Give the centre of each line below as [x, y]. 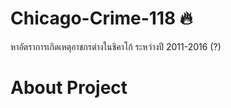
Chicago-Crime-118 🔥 [101, 18]
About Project [69, 88]
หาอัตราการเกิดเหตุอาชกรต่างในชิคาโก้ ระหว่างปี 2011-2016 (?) [116, 46]
